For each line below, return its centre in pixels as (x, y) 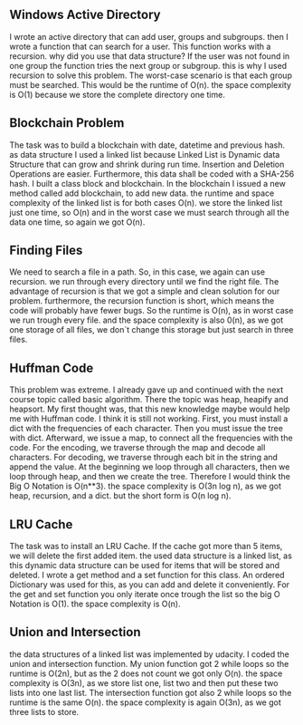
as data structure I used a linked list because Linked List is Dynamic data (145, 154)
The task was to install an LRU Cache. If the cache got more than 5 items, (146, 546)
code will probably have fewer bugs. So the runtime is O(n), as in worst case (151, 311)
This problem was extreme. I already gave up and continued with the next (146, 390)
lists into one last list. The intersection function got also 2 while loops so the (151, 692)
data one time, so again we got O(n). (77, 222)
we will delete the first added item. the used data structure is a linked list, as (151, 556)
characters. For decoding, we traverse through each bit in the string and (144, 458)
